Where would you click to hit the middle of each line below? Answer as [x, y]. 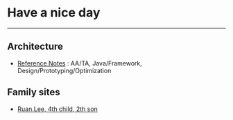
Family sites [34, 92]
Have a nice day [54, 13]
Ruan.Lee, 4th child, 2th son [58, 109]
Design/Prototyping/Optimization [64, 70]
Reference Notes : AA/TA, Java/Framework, [79, 63]
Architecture [35, 47]
